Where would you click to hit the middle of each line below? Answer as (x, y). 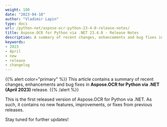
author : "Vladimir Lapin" (32, 19)
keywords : (15, 42)
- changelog (17, 65)
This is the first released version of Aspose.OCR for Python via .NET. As (79, 99)
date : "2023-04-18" (25, 14)
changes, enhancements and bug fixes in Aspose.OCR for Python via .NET (83, 84)
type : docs (16, 24)
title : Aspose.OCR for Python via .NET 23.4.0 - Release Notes (72, 33)
